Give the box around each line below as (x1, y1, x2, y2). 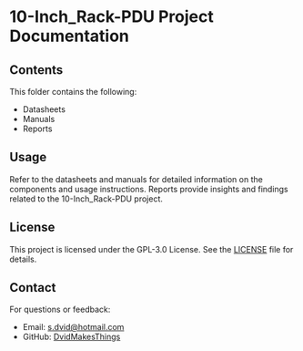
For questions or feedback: (9, 304, 111, 315)
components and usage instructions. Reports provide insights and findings (9, 183, 288, 194)
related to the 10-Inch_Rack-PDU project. (9, 193, 164, 204)
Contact (9, 280, 56, 295)
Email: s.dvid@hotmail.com (22, 322, 125, 333)
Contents (9, 62, 64, 77)
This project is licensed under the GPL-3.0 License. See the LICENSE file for (9, 243, 294, 254)
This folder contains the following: (9, 87, 137, 97)
